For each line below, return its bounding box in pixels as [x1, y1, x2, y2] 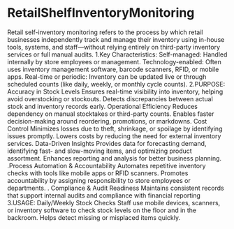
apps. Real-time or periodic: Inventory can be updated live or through [7, 72, 207, 81]
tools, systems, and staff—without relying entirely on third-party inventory [7, 43, 220, 51]
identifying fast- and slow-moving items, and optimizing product [7, 147, 192, 155]
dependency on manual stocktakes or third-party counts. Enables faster [7, 110, 214, 118]
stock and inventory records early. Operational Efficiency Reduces [7, 102, 198, 110]
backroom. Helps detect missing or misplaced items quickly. [7, 213, 181, 221]
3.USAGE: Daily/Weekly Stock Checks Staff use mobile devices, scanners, [7, 198, 221, 207]
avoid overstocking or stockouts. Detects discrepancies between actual [7, 94, 213, 103]
